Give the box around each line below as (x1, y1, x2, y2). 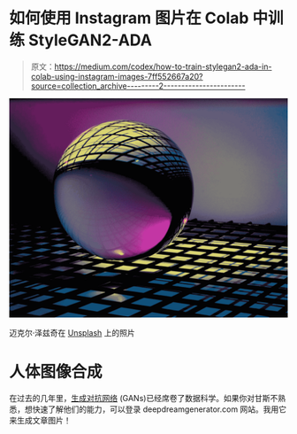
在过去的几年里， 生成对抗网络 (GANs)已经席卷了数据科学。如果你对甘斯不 (9, 392, 278, 403)
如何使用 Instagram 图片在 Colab (9, 8, 249, 28)
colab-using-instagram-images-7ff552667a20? (30, 71, 203, 81)
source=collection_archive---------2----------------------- (30, 81, 246, 91)
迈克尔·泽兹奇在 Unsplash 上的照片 (9, 327, 135, 337)
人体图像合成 (9, 361, 103, 382)
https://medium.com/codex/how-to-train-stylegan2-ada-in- (54, 61, 272, 72)
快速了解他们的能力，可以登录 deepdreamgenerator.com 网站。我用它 (32, 404, 287, 415)
